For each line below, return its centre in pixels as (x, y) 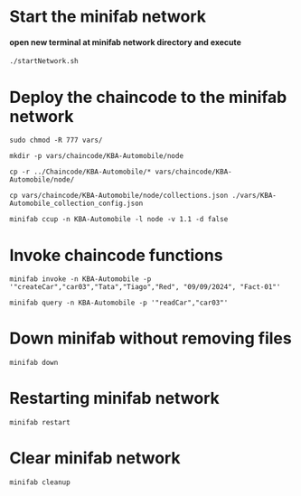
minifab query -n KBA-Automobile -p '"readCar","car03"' (119, 303)
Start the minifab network (108, 17)
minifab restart (40, 423)
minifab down (34, 363)
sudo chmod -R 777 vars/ (56, 140)
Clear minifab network (95, 459)
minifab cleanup (40, 482)
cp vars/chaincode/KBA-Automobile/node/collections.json (119, 196)
